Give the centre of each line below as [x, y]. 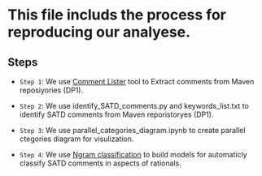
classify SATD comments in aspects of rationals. [100, 163]
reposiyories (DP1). [51, 90]
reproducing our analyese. [99, 32]
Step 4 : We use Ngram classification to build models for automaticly [133, 155]
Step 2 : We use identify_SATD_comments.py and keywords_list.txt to [134, 106]
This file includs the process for [117, 15]
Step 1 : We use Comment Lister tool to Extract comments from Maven [137, 82]
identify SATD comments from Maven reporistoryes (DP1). [116, 114]
